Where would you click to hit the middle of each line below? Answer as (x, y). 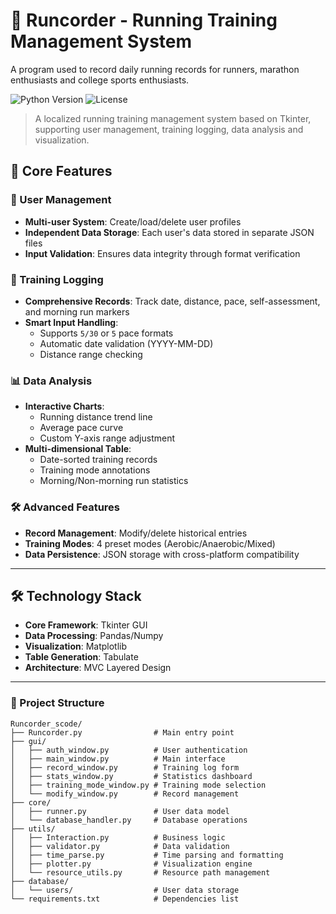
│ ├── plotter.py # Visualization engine (131, 864)
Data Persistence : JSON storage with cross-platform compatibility (162, 554)
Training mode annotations (95, 470)
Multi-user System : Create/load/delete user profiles (133, 221)
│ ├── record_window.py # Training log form (125, 767)
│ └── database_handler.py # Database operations (129, 820)
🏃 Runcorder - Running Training (144, 20)
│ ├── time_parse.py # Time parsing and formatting (147, 855)
